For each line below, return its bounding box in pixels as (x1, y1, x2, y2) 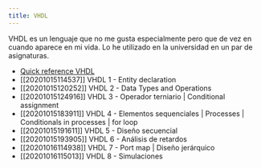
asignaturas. (8, 50, 50, 60)
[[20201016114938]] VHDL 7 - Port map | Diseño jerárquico (19, 142, 215, 152)
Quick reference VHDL (19, 66, 95, 76)
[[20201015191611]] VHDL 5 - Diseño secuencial (19, 126, 178, 135)
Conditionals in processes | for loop (19, 117, 138, 126)
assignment (19, 100, 59, 110)
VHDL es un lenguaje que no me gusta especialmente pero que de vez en (8, 34, 252, 43)
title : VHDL (8, 11, 48, 20)
